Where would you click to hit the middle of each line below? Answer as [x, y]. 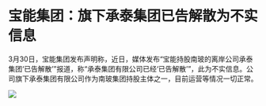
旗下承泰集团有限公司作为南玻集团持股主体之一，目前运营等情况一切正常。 [136, 79]
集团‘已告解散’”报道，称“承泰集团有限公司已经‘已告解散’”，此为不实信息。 [127, 68]
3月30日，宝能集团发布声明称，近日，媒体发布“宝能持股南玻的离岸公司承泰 [131, 59]
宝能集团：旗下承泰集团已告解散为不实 [133, 16]
